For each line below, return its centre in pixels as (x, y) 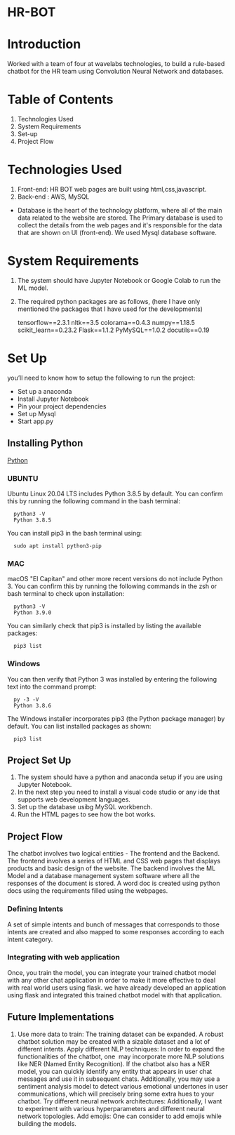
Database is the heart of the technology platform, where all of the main (120, 210)
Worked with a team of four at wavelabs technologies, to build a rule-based (116, 64)
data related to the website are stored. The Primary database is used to (120, 218)
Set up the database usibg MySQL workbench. (85, 807)
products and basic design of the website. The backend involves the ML (112, 868)
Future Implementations (61, 1017)
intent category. (30, 939)
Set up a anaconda (45, 391)
